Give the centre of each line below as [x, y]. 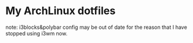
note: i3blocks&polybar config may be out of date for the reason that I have [96, 27]
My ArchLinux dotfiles [60, 11]
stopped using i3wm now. [37, 33]
